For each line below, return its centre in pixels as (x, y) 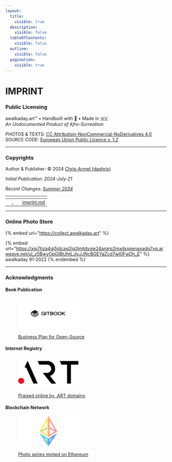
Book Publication (24, 290)
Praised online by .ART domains (52, 396)
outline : (19, 49)
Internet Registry (24, 348)
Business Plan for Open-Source (51, 337)
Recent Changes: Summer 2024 (39, 189)
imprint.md (34, 202)
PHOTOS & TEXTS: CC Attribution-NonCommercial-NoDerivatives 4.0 (79, 134)
